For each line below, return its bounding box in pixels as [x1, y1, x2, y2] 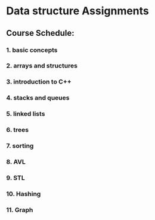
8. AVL [6, 157, 26, 166]
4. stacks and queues [6, 94, 70, 102]
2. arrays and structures [6, 61, 77, 70]
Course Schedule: [6, 28, 75, 38]
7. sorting [6, 142, 34, 150]
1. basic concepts [6, 46, 58, 54]
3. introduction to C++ [6, 78, 72, 86]
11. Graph [6, 206, 33, 214]
